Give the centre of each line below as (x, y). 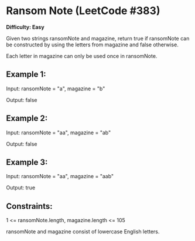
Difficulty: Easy (25, 27)
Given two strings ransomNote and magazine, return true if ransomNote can (98, 38)
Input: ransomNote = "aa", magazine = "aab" (60, 176)
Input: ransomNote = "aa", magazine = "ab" (59, 133)
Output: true (21, 188)
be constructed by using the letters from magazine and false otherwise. (92, 45)
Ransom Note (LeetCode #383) (83, 11)
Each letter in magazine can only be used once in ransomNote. (82, 56)
